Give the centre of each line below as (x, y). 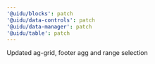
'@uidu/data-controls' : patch (51, 20)
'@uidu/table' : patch (38, 33)
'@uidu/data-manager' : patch (49, 26)
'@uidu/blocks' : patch (40, 14)
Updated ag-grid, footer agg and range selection (77, 53)
